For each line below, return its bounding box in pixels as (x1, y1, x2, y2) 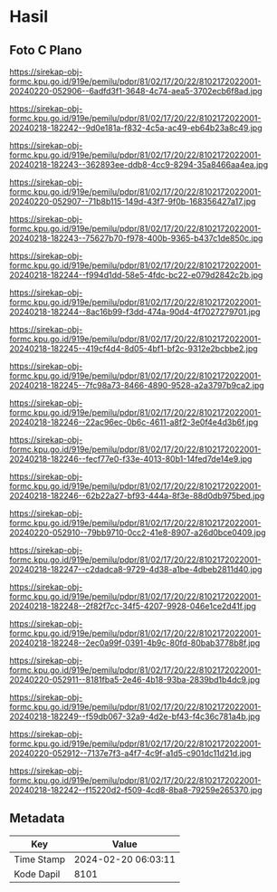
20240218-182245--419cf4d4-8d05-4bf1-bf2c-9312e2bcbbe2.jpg (9, 343, 258, 354)
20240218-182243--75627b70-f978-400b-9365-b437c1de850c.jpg (9, 233, 263, 244)
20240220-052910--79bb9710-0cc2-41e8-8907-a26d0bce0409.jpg (9, 527, 266, 538)
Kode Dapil (14, 868, 61, 880)
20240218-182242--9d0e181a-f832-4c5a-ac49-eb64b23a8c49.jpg (9, 122, 263, 133)
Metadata (9, 810, 65, 826)
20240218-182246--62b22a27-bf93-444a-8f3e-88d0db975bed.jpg (9, 491, 265, 501)
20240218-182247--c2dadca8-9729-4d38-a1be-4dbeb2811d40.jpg (9, 564, 263, 574)
